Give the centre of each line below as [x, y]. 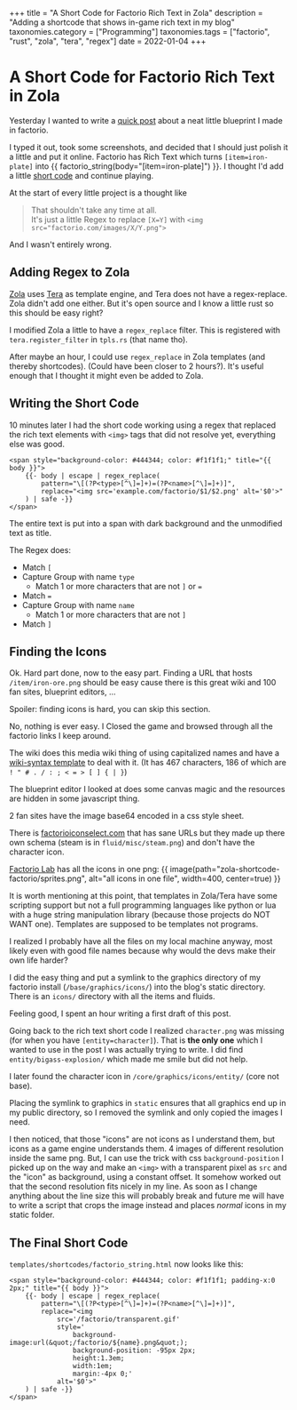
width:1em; [93, 1366]
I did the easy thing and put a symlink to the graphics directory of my [135, 978]
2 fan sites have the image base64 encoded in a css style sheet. [127, 816]
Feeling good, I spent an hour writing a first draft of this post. [120, 1013]
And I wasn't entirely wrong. [61, 244]
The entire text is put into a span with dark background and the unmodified [146, 523]
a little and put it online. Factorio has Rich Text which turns [116, 156]
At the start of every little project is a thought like [98, 192]
